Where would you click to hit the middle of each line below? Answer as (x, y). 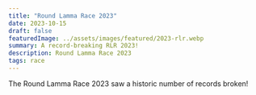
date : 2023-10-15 (38, 23)
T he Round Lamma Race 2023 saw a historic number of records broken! (128, 83)
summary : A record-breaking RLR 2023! (73, 46)
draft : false (30, 31)
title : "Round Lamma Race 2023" (63, 16)
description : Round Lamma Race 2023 (70, 53)
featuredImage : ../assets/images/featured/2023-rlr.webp (106, 38)
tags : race (27, 61)
